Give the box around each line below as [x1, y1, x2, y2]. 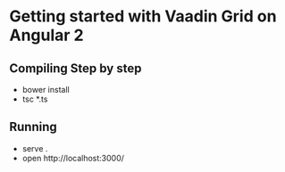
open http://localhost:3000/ [21, 152, 125, 163]
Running [9, 119, 58, 135]
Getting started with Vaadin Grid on [9, 6, 277, 27]
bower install [21, 85, 70, 94]
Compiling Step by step [9, 61, 142, 76]
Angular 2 [9, 25, 84, 45]
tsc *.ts [21, 94, 48, 104]
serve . [21, 143, 48, 153]
